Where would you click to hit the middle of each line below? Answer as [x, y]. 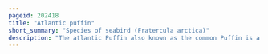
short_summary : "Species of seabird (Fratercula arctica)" [109, 30]
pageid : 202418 [34, 15]
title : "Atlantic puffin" [51, 23]
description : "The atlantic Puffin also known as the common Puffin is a [134, 38]
